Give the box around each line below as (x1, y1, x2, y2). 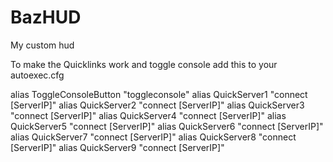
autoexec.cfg (10, 69, 65, 81)
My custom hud (10, 39, 75, 51)
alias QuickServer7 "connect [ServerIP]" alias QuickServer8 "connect (10, 131, 297, 143)
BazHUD (10, 6, 82, 29)
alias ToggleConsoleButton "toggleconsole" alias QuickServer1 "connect (10, 88, 308, 100)
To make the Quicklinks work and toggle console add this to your (10, 58, 278, 70)
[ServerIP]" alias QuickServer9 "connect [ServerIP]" (10, 141, 225, 153)
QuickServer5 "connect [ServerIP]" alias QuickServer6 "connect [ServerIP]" (10, 120, 324, 132)
